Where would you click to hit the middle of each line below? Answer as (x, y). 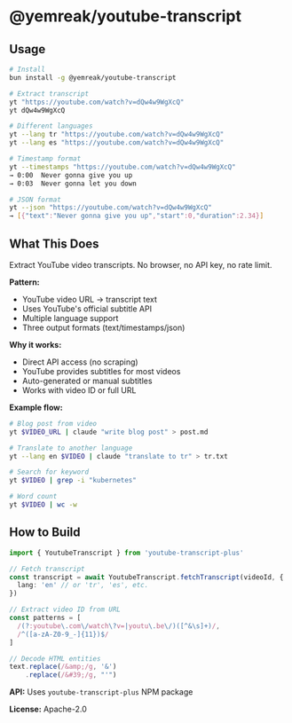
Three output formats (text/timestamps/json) (103, 327)
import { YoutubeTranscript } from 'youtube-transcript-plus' (126, 553)
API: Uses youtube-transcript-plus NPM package (101, 692)
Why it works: (36, 344)
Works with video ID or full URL (79, 390)
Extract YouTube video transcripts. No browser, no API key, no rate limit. (141, 264)
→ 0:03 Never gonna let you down (73, 184)
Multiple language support (70, 318)
